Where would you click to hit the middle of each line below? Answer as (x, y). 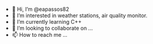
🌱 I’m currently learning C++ (47, 22)
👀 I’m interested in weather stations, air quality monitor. (79, 15)
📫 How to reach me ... (39, 35)
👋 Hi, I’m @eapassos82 (41, 9)
